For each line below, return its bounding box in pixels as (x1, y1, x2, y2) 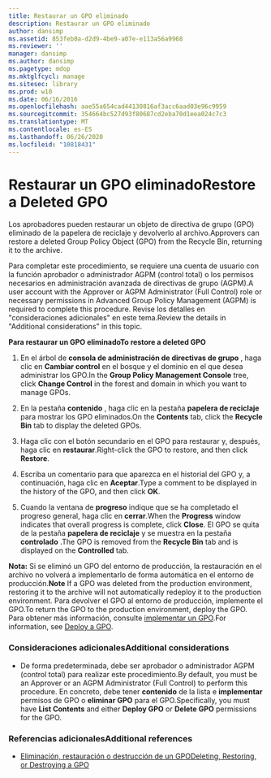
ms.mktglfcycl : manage (8, 72, 85, 80)
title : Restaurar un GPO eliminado (8, 11, 129, 20)
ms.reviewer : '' (8, 42, 63, 50)
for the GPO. (19, 712, 62, 722)
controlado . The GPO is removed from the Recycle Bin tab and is (19, 537, 239, 547)
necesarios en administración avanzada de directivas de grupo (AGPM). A (8, 278, 254, 289)
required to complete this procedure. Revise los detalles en (8, 304, 205, 314)
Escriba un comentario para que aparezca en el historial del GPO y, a (19, 469, 251, 480)
